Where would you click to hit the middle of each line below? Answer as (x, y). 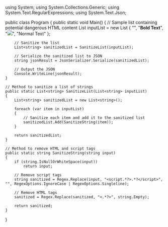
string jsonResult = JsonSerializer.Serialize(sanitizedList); (82, 60)
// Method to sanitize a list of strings (49, 87)
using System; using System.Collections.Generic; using (62, 7)
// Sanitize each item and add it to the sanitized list (84, 118)
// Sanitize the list (37, 43)
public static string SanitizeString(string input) (60, 153)
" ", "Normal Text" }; (28, 34)
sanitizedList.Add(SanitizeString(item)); (68, 122)
